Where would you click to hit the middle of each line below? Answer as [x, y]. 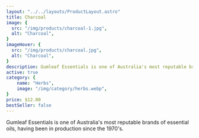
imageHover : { [24, 45]
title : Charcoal [26, 17]
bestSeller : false [29, 105]
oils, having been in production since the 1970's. [65, 129]
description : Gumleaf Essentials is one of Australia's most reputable [96, 67]
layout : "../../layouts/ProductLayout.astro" [63, 12]
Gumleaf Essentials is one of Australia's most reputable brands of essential [98, 122]
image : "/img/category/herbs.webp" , [62, 89]
